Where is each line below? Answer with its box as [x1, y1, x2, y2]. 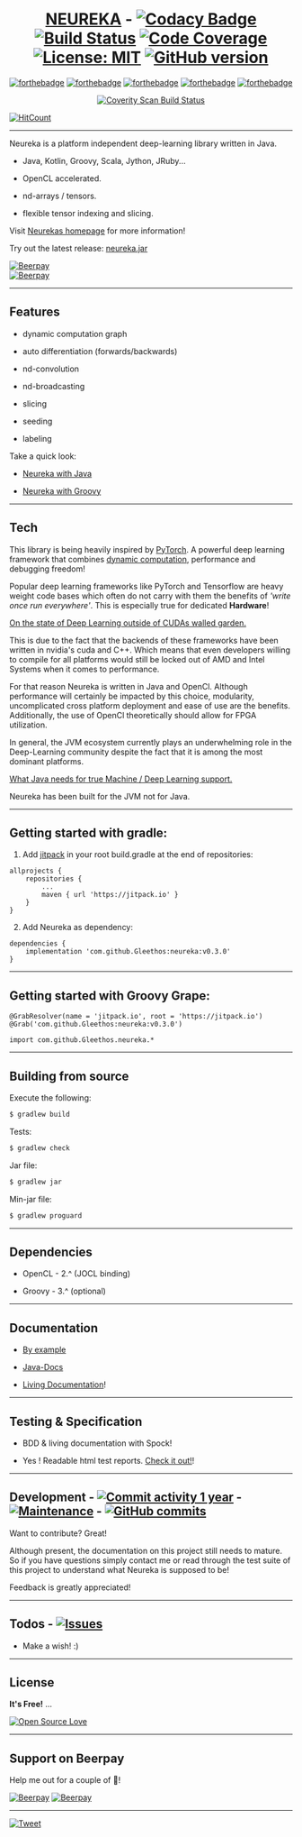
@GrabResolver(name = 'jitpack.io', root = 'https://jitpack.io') [9, 1012, 263, 1021]
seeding [22, 416, 53, 426]
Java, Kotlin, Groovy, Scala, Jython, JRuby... [22, 155, 186, 166]
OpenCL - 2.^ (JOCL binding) [22, 1268, 131, 1279]
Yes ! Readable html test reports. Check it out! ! [22, 1455, 195, 1466]
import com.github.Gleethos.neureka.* [9, 1036, 155, 1045]
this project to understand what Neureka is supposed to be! [9, 1564, 229, 1575]
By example [22, 1344, 67, 1356]
